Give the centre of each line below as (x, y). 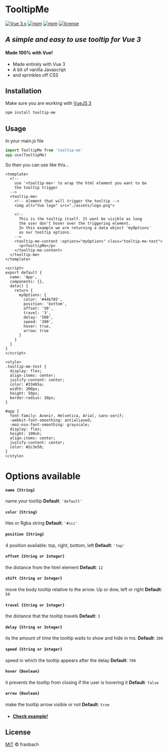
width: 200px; (25, 389)
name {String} (20, 490)
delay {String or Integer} (34, 627)
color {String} (21, 512)
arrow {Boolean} (22, 694)
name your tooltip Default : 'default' (44, 501)
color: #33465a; (27, 384)
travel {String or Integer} (35, 605)
